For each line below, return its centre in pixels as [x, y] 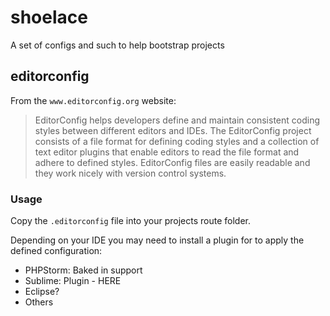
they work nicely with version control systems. [130, 173]
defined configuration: [56, 251]
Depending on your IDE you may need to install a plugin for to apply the [157, 240]
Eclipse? [42, 292]
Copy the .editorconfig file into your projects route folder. [130, 221]
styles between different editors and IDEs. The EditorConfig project [173, 130]
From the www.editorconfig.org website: [93, 100]
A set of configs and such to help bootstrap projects [117, 45]
